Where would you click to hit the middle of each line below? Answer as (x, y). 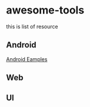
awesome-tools (45, 10)
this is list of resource (32, 26)
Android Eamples (27, 59)
